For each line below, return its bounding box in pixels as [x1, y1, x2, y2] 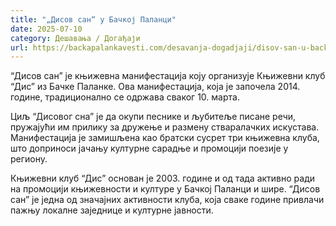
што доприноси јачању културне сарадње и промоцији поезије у [10, 142, 289, 155]
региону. [10, 153, 48, 165]
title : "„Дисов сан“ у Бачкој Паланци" [10, 14, 177, 25]
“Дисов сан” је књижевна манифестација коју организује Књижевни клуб [10, 70, 326, 82]
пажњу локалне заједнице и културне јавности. [10, 204, 214, 216]
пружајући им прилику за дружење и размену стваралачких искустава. [10, 121, 320, 133]
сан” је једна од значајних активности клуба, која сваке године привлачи [10, 194, 325, 206]
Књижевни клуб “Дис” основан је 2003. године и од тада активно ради [10, 172, 316, 185]
